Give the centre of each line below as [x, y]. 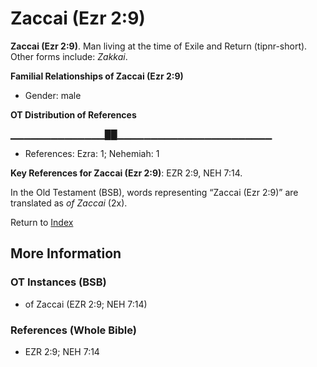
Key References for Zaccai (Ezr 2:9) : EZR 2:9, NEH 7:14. [126, 173]
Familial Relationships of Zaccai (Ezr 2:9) [97, 76]
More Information [66, 253]
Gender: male [53, 95]
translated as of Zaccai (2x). [69, 203]
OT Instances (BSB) [58, 282]
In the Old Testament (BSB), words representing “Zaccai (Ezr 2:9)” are [154, 192]
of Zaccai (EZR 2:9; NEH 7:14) [86, 304]
